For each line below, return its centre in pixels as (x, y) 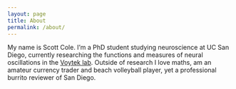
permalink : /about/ (36, 27)
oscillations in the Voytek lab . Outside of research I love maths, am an (109, 63)
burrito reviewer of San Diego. (52, 78)
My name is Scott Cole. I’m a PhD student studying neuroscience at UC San (118, 48)
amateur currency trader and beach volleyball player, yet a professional (112, 70)
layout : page (27, 14)
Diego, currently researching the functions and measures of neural (105, 55)
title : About (27, 21)
